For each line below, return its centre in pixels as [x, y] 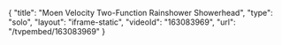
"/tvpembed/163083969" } [57, 31]
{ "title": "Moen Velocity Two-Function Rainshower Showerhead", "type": [141, 13]
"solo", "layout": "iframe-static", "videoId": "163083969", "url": [122, 22]
